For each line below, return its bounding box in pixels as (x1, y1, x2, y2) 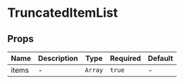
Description (37, 54, 79, 63)
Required (109, 54, 141, 63)
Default (147, 54, 173, 63)
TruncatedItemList (7, 5, 118, 21)
